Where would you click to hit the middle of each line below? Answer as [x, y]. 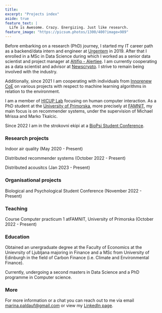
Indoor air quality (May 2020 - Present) [44, 149]
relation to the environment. [33, 91]
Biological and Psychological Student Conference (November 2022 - [73, 191]
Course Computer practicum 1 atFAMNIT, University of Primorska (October [79, 219]
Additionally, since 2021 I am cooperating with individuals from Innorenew [78, 81]
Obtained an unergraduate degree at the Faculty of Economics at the [74, 247]
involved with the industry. [31, 72]
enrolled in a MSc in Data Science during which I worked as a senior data [78, 56]
